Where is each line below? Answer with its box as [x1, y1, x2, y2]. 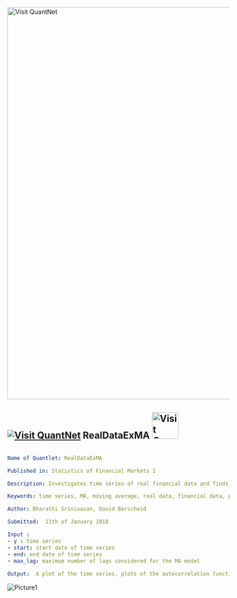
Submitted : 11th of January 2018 [7, 518, 109, 526]
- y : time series [7, 537, 61, 544]
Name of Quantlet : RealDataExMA [7, 455, 102, 462]
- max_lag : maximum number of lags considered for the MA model [7, 557, 200, 565]
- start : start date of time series [7, 544, 115, 551]
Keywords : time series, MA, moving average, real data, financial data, [7, 493, 226, 500]
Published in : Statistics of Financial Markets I [7, 467, 157, 474]
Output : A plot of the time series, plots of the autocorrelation [7, 570, 210, 578]
